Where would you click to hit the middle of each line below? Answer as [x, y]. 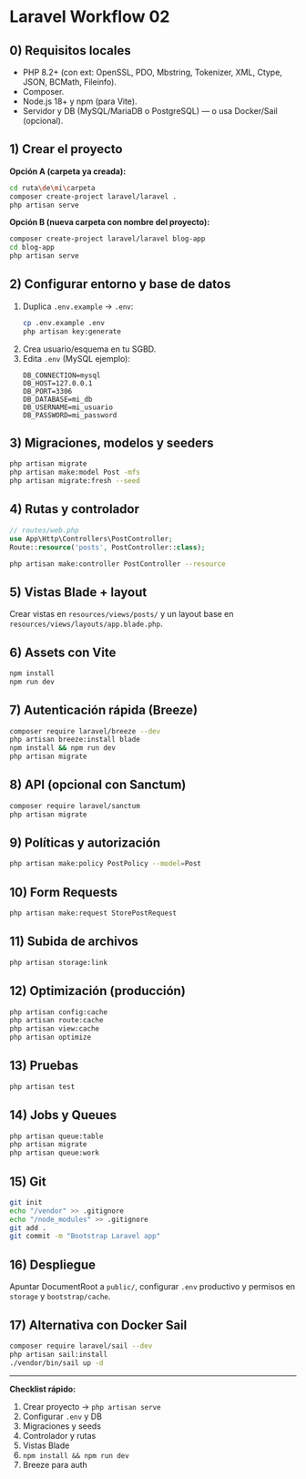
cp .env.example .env [63, 323]
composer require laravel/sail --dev [81, 1346]
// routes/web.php [44, 530]
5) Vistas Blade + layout [78, 592]
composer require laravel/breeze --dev [85, 731]
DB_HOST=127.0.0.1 [57, 383]
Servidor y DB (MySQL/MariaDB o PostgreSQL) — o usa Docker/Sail [150, 111]
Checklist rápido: [42, 1389]
